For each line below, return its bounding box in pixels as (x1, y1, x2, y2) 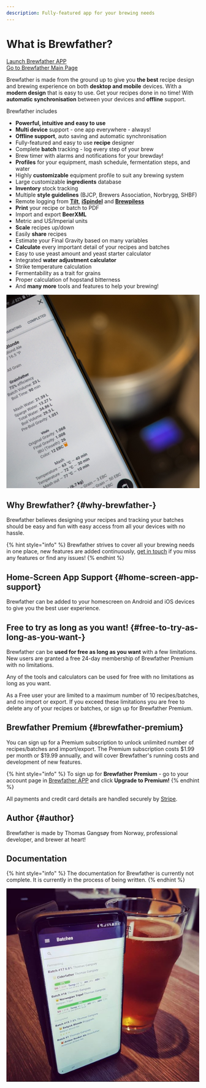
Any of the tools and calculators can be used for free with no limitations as (6, 673, 194, 680)
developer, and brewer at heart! (6, 836, 86, 843)
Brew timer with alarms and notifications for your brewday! (15, 152, 164, 159)
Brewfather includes (6, 107, 58, 115)
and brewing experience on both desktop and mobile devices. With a (6, 82, 182, 90)
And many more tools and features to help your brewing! (15, 282, 159, 290)
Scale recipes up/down (15, 223, 75, 231)
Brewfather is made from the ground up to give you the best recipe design (6, 76, 194, 83)
